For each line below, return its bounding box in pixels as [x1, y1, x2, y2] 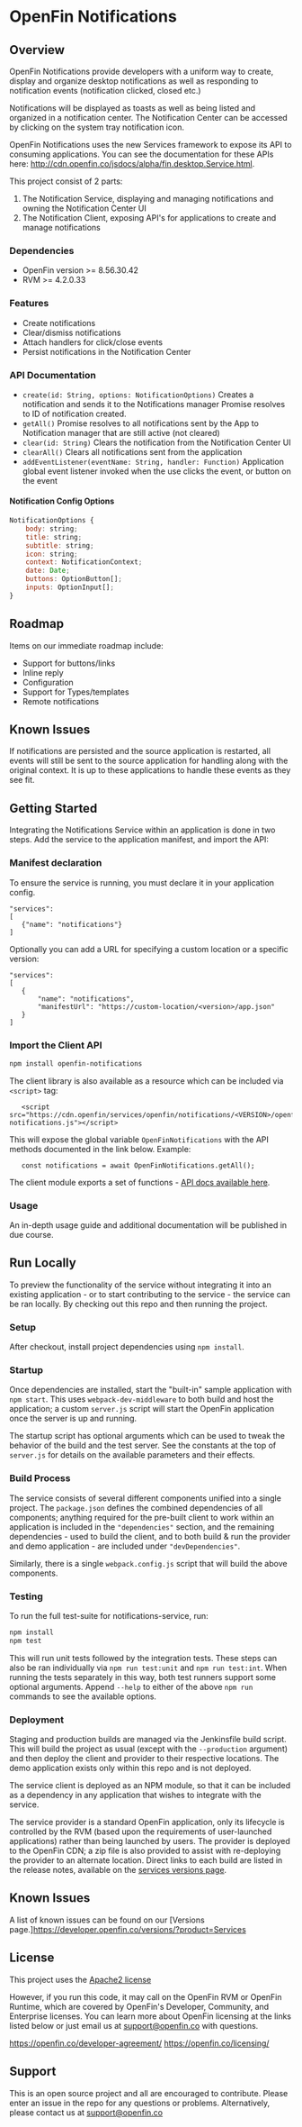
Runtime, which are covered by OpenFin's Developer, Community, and [9, 2001, 270, 2012]
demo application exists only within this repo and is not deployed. [9, 1763, 252, 1774]
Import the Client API [9, 1039, 102, 1051]
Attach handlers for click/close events [22, 336, 164, 348]
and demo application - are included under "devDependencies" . [9, 1541, 241, 1551]
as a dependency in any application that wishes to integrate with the [9, 1790, 262, 1801]
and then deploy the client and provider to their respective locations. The [9, 1753, 280, 1764]
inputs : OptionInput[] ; [25, 583, 115, 592]
